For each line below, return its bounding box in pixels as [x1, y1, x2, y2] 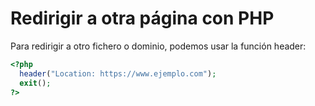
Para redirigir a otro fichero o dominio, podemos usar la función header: [10, 40, 307, 52]
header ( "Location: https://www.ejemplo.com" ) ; [19, 68, 217, 79]
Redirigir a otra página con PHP [10, 7, 275, 30]
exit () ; [19, 78, 52, 88]
